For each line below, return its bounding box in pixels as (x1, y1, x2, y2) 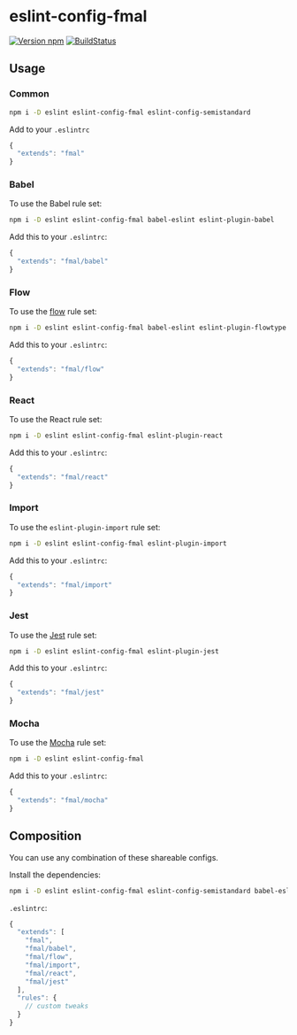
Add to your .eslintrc (9, 124, 90, 135)
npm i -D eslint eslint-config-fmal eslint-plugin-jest (9, 646, 219, 656)
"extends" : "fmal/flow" (17, 365, 104, 374)
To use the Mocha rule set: (9, 738, 107, 748)
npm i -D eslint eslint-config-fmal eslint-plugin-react (9, 431, 224, 440)
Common (9, 88, 50, 100)
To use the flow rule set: (9, 306, 97, 317)
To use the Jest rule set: (9, 629, 97, 640)
